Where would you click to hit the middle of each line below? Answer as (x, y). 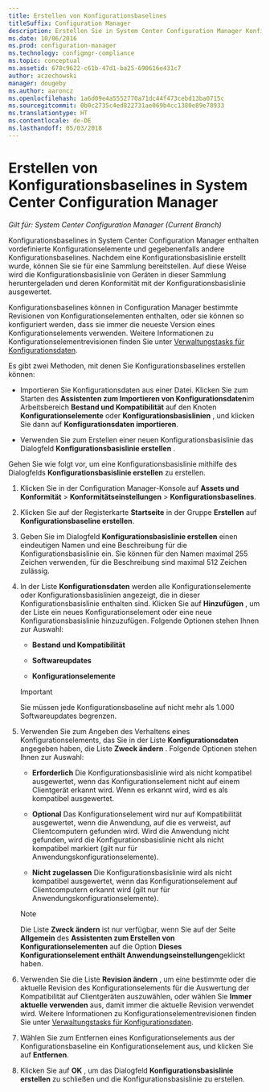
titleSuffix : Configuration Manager (70, 23)
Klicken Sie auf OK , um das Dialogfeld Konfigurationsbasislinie (127, 1070)
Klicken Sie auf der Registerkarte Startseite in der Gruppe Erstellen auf (138, 512)
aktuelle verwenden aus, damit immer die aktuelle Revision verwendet (137, 1005)
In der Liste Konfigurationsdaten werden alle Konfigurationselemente (135, 586)
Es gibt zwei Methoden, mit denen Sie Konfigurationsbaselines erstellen (127, 365)
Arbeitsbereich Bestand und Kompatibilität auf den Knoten (118, 407)
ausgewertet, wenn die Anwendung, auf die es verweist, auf (131, 822)
